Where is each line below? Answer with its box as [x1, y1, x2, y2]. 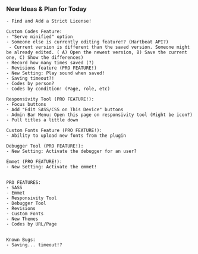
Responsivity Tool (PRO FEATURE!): [6, 96, 95, 102]
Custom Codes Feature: [6, 29, 62, 35]
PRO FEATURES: [6, 180, 42, 186]
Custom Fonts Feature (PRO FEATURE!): [6, 127, 102, 134]
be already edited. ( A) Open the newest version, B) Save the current [6, 49, 187, 55]
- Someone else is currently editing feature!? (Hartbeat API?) [6, 39, 169, 45]
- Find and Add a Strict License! [6, 18, 92, 24]
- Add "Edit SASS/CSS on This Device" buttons [6, 106, 124, 113]
